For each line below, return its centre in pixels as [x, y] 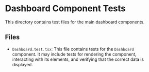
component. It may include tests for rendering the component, [74, 54]
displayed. [22, 64]
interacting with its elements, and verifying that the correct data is [78, 59]
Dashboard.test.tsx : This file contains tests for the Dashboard [73, 49]
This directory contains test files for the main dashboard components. [75, 22]
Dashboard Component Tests [66, 9]
